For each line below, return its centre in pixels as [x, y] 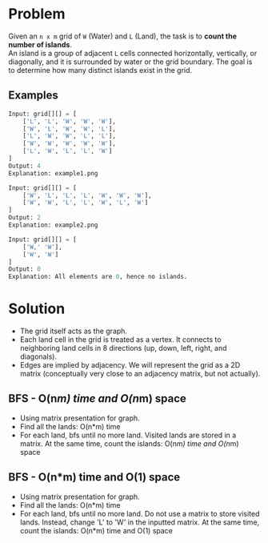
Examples [33, 96]
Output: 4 [25, 166]
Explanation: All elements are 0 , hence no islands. [98, 277]
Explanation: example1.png [53, 173]
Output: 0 [25, 269]
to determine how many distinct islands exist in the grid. [100, 70]
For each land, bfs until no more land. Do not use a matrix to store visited [140, 513]
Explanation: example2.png [53, 225]
